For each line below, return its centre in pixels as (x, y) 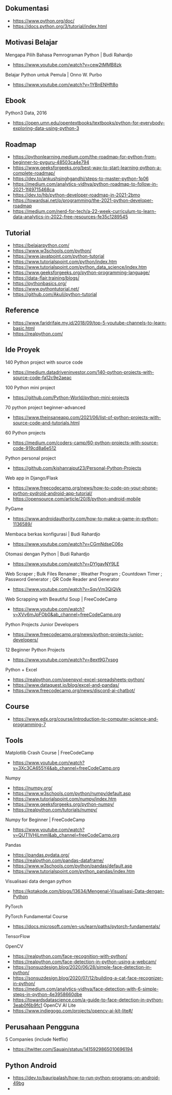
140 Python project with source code (44, 362)
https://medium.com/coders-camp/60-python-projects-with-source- (85, 443)
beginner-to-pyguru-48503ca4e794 (51, 162)
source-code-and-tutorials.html (46, 423)
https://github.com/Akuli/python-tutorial (55, 294)
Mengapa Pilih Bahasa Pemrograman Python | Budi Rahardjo (69, 55)
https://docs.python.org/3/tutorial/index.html (60, 26)
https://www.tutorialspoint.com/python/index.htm (65, 262)
